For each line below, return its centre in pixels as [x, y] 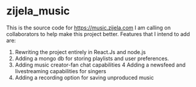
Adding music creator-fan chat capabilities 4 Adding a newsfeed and [100, 65]
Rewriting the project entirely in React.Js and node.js [80, 52]
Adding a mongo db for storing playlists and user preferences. [92, 58]
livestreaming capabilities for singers [60, 71]
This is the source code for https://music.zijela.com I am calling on [89, 28]
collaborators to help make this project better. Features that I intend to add [98, 34]
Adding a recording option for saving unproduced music [84, 77]
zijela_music [38, 11]
